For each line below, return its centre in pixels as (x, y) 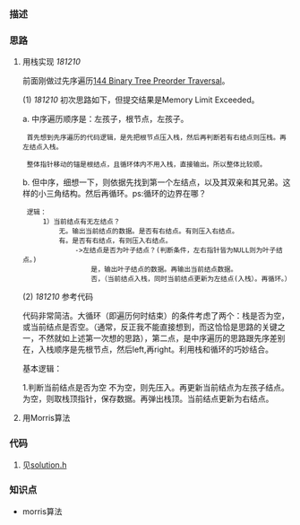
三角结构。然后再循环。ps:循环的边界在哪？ (126, 194)
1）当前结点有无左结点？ (81, 222)
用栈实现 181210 (51, 62)
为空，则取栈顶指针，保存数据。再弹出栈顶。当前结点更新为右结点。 (148, 399)
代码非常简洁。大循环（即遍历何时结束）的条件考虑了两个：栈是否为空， (155, 316)
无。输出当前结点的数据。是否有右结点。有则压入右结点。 (149, 232)
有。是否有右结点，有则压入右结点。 (116, 241)
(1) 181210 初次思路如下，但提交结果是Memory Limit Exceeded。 (141, 100)
